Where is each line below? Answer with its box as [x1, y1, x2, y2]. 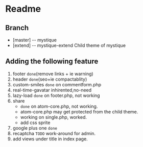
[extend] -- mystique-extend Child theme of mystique [12, 42, 126, 48]
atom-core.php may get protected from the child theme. [20, 108, 138, 115]
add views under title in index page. [12, 136, 88, 142]
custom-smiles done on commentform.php [12, 81, 102, 87]
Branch [5, 23, 29, 32]
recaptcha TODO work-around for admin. [12, 130, 96, 136]
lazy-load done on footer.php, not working [12, 92, 101, 99]
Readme [5, 3, 41, 15]
